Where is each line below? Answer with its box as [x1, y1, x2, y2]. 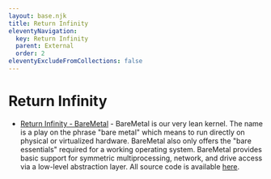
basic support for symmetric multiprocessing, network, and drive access [19, 153, 263, 163]
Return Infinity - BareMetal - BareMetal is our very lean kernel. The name [19, 118, 263, 128]
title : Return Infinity [8, 19, 89, 28]
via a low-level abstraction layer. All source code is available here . [19, 161, 240, 171]
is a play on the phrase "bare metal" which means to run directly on [19, 127, 245, 137]
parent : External [15, 42, 74, 50]
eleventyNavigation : [8, 27, 78, 35]
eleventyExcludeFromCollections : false [8, 58, 143, 66]
